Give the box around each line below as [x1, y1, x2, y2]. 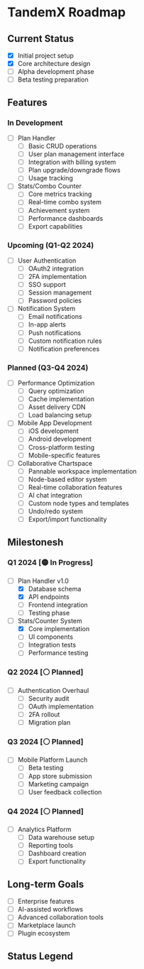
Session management [28, 288, 92, 297]
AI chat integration [28, 491, 83, 499]
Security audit [28, 694, 70, 703]
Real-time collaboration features [28, 483, 123, 491]
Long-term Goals [7, 878, 84, 890]
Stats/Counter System [17, 617, 83, 625]
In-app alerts [28, 320, 66, 329]
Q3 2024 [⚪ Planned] [7, 737, 84, 746]
